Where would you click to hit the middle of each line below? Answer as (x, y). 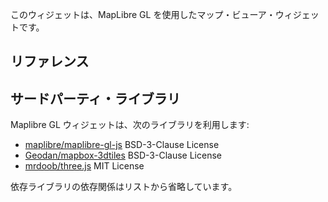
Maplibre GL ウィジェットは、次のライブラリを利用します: (130, 125)
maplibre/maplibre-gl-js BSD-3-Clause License (122, 145)
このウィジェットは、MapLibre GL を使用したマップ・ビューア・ (143, 14)
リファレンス (50, 61)
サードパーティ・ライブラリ (95, 98)
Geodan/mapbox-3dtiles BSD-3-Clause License (123, 155)
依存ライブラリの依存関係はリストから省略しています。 (124, 187)
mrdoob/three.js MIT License (84, 166)
